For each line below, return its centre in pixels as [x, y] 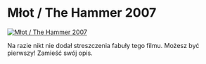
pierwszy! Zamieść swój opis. [50, 53]
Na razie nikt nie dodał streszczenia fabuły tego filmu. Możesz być [103, 45]
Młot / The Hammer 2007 [82, 13]
